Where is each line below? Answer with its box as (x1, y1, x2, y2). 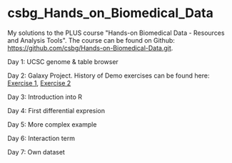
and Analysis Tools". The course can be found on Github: (7, 36, 175, 44)
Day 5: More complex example (7, 120, 97, 129)
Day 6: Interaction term (7, 134, 75, 142)
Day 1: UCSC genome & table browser (7, 57, 119, 65)
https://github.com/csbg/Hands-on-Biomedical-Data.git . (7, 43, 173, 52)
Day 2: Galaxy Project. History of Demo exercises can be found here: (7, 71, 210, 80)
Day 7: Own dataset (7, 147, 66, 156)
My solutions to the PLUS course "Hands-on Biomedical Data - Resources (7, 28, 225, 37)
